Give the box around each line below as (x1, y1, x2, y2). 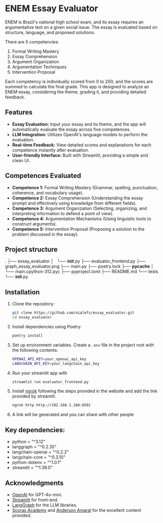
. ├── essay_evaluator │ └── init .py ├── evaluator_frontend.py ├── (5, 258, 146, 264)
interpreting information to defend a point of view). (12, 210, 114, 216)
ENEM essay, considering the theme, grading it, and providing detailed (5, 89, 146, 95)
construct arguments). (12, 221, 57, 227)
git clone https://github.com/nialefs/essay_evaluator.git (12, 310, 135, 315)
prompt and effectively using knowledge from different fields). (12, 200, 137, 206)
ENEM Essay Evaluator (5, 3, 98, 14)
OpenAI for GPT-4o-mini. (12, 491, 63, 498)
